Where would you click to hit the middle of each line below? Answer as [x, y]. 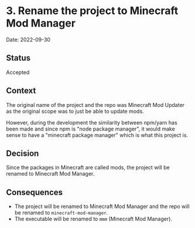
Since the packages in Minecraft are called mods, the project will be [88, 167]
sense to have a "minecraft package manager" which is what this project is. [97, 135]
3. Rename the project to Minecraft [92, 11]
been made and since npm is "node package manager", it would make [91, 129]
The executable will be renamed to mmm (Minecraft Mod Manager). [93, 219]
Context [21, 91]
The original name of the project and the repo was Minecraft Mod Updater [95, 105]
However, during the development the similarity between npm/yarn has [92, 122]
